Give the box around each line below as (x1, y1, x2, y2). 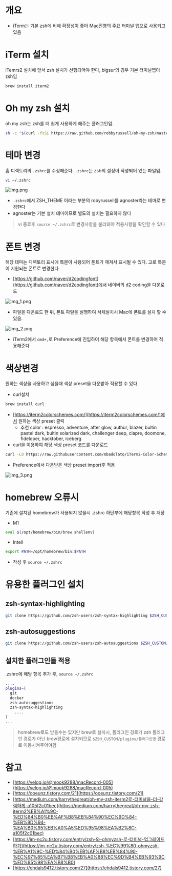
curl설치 (12, 391, 30, 397)
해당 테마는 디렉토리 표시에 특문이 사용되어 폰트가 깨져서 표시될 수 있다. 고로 (5, 259, 157, 265)
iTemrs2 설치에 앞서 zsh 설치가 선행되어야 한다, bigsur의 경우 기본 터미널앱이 (5, 67, 160, 73)
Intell (12, 539, 24, 545)
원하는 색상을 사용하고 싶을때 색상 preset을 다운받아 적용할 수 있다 (5, 381, 138, 387)
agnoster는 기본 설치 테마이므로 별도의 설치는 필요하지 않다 (12, 210, 132, 216)
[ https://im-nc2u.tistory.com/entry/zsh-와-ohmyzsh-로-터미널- (12, 836, 144, 842)
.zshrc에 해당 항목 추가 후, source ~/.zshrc (5, 671, 94, 677)
